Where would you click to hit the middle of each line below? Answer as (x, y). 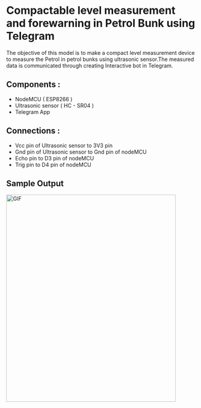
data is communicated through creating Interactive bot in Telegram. (90, 65)
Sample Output (35, 184)
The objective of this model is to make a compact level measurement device (100, 52)
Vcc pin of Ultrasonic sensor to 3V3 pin (64, 145)
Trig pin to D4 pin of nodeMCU (53, 165)
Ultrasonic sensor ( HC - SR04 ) (54, 105)
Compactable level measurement (91, 11)
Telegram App (32, 111)
